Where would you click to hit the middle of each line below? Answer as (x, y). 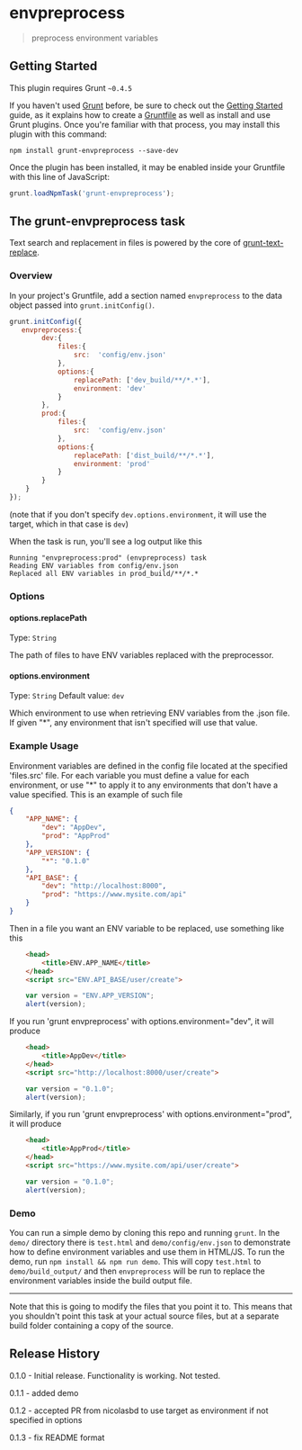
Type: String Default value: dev (67, 696)
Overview (31, 275)
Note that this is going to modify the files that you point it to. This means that (151, 1307)
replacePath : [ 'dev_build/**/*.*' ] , (142, 380)
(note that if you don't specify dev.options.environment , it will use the (138, 514)
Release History (55, 1354)
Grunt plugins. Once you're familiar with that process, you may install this (145, 124)
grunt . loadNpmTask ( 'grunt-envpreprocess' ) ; (92, 193)
